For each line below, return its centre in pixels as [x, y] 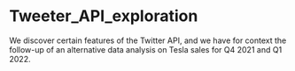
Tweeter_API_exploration [104, 16]
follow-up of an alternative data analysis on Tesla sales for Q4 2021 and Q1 [146, 49]
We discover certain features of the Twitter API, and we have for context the [148, 40]
